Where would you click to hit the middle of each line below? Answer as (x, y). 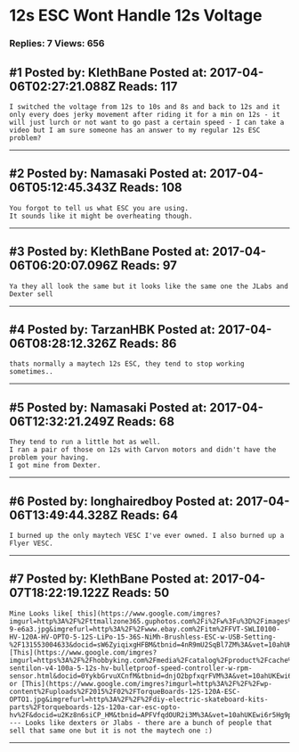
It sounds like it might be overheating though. (101, 216)
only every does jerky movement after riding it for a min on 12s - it (145, 114)
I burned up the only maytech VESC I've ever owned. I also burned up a (147, 535)
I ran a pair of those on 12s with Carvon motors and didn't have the (143, 450)
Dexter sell (31, 294)
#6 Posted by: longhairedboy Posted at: (121, 501)
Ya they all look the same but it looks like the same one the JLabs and (149, 286)
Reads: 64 (149, 515)
